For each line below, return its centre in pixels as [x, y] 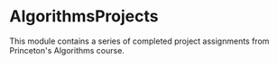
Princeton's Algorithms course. [67, 50]
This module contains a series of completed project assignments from [139, 41]
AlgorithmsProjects [84, 16]
